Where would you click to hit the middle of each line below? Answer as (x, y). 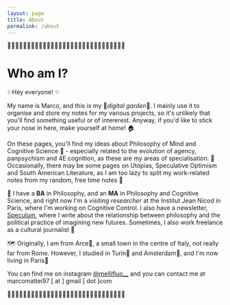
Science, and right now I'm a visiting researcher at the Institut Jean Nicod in (114, 201)
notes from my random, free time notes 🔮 (65, 180)
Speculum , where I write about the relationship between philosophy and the (114, 215)
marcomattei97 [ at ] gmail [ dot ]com (60, 281)
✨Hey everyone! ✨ (34, 92)
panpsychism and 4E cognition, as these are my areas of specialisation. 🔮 (111, 159)
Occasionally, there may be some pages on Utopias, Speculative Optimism (112, 165)
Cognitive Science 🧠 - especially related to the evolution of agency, (102, 151)
